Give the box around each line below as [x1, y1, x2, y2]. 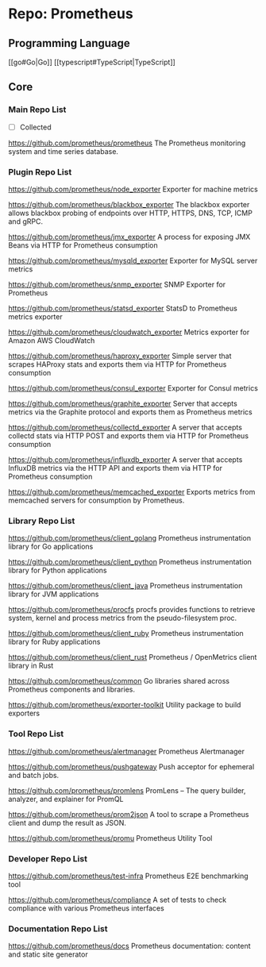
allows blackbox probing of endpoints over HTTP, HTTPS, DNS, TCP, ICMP [8, 208, 253, 218]
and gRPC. [8, 217, 44, 226]
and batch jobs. [8, 770, 60, 780]
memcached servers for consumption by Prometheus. [8, 495, 185, 505]
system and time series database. [8, 146, 119, 156]
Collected [19, 122, 52, 132]
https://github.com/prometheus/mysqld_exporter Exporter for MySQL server [8, 256, 258, 266]
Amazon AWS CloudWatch [8, 336, 95, 345]
